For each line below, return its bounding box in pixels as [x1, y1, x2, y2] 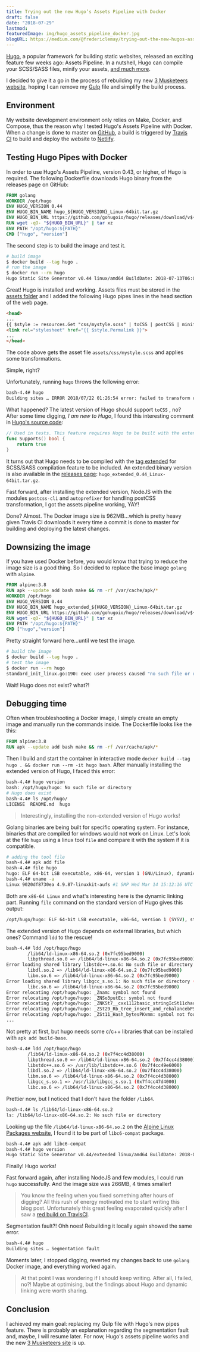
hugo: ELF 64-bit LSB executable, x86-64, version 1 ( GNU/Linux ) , [6, 871, 174, 877]
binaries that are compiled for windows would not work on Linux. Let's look [6, 830, 190, 837]
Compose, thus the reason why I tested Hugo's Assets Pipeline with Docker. [6, 123, 192, 130]
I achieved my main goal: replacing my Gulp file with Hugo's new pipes [6, 1320, 180, 1327]
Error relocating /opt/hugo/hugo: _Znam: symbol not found [6, 989, 156, 996]
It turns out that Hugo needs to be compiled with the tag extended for [6, 458, 177, 465]
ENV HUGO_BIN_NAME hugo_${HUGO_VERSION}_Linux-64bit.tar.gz [6, 209, 159, 215]
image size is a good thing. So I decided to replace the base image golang [6, 564, 187, 571]
